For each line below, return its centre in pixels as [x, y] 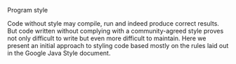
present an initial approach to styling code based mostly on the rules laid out [118, 46]
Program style [28, 10]
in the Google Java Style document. [59, 53]
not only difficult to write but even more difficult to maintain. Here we [107, 38]
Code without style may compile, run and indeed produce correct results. [113, 23]
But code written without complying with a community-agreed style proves [116, 31]
